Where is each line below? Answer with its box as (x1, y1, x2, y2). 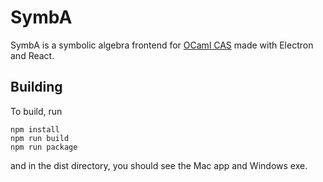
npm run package (10, 142, 78, 152)
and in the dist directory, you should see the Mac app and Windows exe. (10, 159, 308, 171)
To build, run (10, 105, 63, 117)
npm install (10, 124, 60, 135)
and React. (10, 49, 55, 61)
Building (10, 79, 63, 96)
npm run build (10, 133, 70, 143)
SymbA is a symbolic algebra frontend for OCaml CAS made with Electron (10, 39, 314, 51)
